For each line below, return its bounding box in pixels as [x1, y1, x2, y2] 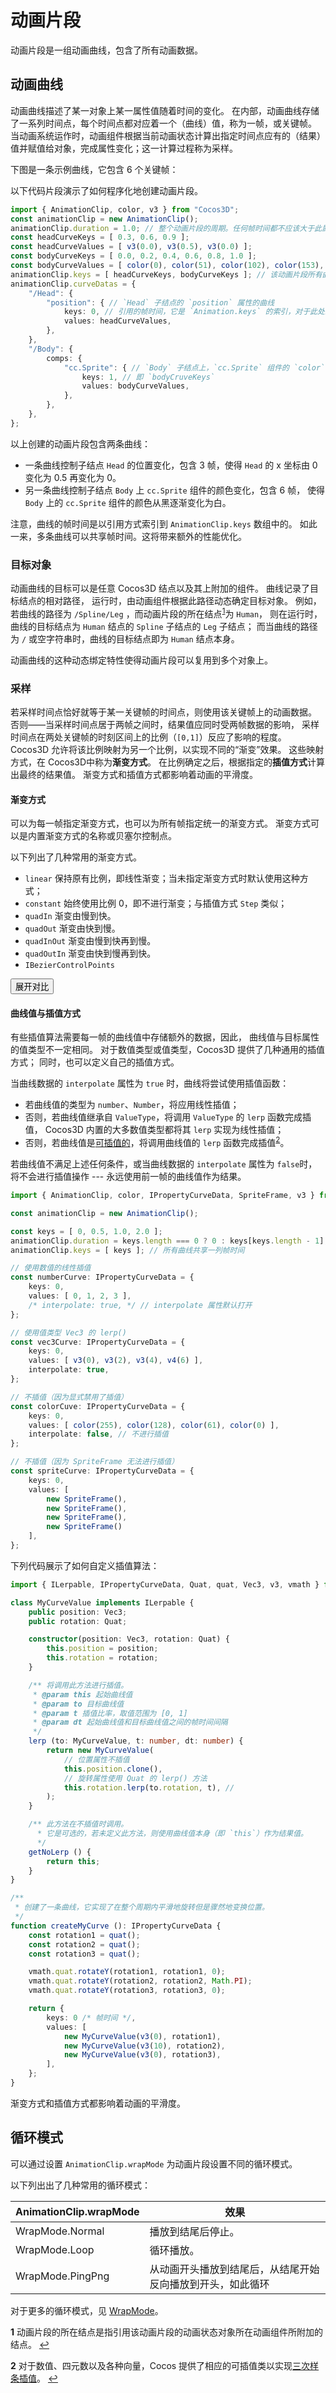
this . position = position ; [46, 1644, 159, 1654]
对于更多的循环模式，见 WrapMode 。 [10, 2304, 164, 2316]
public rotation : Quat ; [28, 1616, 128, 1626]
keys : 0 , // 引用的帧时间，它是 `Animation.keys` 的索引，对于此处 [63, 307, 325, 317]
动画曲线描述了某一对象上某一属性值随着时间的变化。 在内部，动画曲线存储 [10, 104, 320, 116]
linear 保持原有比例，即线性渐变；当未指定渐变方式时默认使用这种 [24, 872, 300, 885]
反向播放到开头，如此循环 [149, 2277, 270, 2291]
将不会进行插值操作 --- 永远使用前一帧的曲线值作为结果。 [10, 1171, 247, 1183]
